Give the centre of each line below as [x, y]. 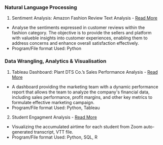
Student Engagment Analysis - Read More [54, 117]
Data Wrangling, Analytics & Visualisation [56, 61]
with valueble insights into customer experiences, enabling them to [80, 38]
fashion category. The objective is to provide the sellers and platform [82, 33]
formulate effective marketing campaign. [53, 102]
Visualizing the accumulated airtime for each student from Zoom [77, 126]
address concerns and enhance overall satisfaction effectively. [75, 43]
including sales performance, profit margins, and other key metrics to [82, 97]
